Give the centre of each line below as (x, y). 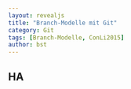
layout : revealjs (36, 15)
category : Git (31, 30)
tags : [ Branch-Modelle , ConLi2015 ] (66, 37)
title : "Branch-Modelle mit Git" (63, 23)
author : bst (27, 45)
